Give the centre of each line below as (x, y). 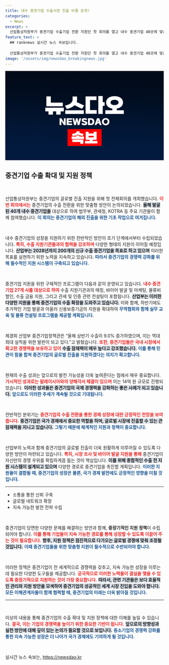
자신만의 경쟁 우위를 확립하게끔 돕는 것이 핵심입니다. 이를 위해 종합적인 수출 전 (81, 460)
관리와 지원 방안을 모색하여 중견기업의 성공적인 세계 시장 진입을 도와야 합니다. (85, 586)
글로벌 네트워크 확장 (32, 501)
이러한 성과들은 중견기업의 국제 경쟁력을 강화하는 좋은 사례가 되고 (87, 387)
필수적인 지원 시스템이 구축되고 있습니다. (50, 263)
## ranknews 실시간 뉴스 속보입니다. (44, 43)
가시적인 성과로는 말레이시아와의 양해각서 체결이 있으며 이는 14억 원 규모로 (77, 381)
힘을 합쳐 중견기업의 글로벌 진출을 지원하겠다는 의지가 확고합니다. (77, 354)
